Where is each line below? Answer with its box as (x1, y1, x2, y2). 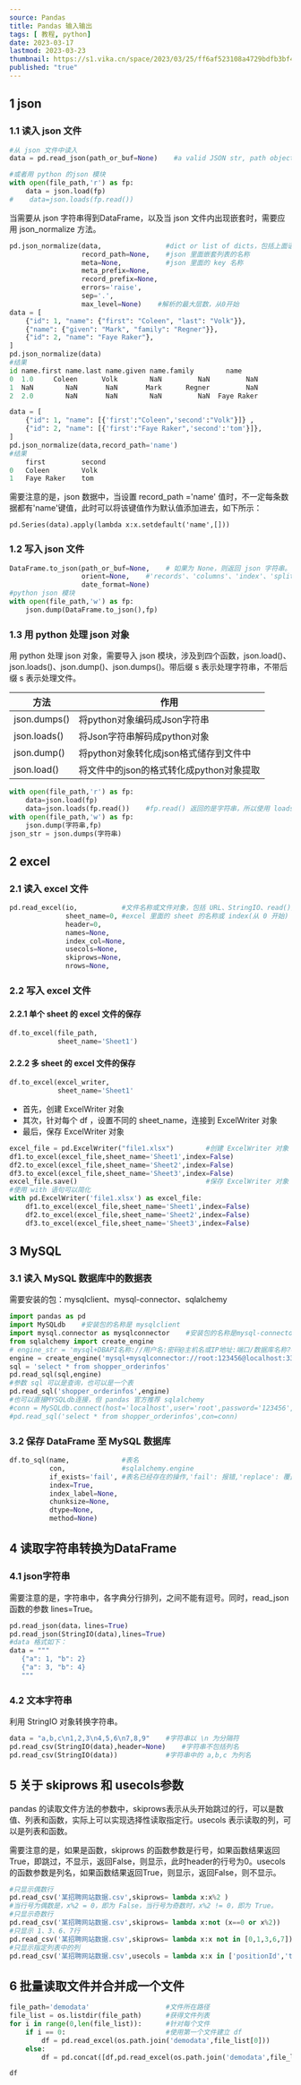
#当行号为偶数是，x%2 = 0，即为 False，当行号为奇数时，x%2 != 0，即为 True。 (9, 1901, 278, 1910)
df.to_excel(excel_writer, (9, 1078, 110, 1087)
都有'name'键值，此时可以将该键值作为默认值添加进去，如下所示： (16, 502, 262, 513)
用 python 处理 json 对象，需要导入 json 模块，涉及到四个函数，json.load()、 (9, 650, 291, 661)
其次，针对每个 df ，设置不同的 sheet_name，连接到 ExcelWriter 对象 (21, 1114, 278, 1125)
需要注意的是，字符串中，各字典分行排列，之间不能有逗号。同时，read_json (9, 1592, 289, 1603)
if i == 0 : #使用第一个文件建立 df (25, 2028, 242, 2037)
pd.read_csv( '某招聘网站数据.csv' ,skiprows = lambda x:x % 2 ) (9, 1893, 229, 1902)
